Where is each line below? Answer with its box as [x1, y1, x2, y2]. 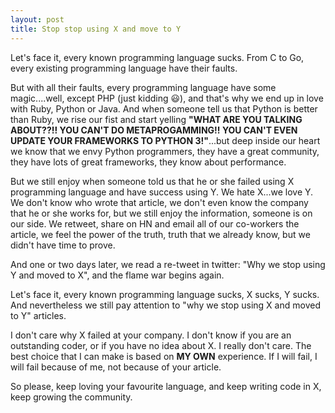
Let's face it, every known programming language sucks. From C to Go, [10, 51, 305, 63]
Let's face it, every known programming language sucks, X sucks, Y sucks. [10, 288, 320, 300]
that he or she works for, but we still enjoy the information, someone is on [10, 207, 313, 219]
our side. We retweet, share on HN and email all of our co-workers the [10, 217, 300, 230]
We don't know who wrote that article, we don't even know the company [10, 196, 309, 208]
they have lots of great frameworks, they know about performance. [10, 156, 287, 168]
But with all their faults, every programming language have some [10, 81, 277, 93]
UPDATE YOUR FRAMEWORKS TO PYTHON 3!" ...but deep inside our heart [10, 134, 321, 146]
